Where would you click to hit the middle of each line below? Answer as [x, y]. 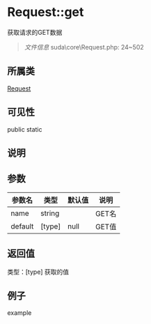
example [19, 313]
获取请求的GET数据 [35, 32]
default [22, 226]
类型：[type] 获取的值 [38, 272]
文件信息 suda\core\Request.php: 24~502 [84, 47]
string [50, 213]
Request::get [46, 12]
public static [25, 129]
